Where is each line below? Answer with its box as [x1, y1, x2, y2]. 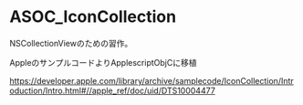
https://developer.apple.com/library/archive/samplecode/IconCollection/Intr [9, 75, 294, 86]
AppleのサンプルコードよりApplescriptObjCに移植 [9, 57, 197, 68]
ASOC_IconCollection [9, 6, 176, 27]
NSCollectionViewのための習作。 [9, 37, 133, 48]
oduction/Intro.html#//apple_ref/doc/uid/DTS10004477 [9, 85, 216, 96]
